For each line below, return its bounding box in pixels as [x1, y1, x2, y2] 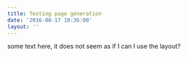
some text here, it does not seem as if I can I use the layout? [7, 42, 181, 51]
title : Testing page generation [7, 10, 102, 17]
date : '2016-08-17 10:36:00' [7, 17, 93, 24]
